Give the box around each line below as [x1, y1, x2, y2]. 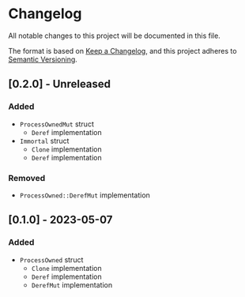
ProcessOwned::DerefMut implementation [19, 190, 150, 200]
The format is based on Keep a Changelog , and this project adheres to [8, 46, 237, 55]
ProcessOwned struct [19, 254, 84, 265]
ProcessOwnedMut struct [19, 119, 95, 129]
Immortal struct [19, 136, 70, 145]
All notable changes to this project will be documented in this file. [8, 31, 221, 40]
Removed [8, 172, 46, 183]
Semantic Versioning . [8, 55, 77, 64]
